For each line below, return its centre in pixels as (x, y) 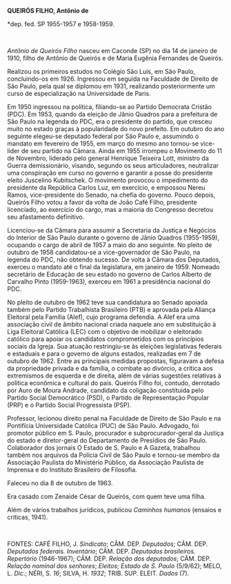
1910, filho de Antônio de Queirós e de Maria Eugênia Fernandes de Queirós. (115, 58)
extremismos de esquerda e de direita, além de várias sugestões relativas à (114, 376)
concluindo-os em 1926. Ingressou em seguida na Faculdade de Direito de (113, 79)
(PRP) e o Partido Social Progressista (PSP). (69, 405)
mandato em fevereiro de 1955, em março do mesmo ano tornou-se (103, 144)
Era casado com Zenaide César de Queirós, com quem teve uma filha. (107, 496)
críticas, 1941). (28, 517)
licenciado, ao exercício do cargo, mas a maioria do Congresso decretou (110, 210)
